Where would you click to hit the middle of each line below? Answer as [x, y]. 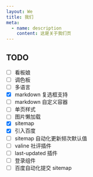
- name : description [36, 28]
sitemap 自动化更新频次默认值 [51, 138]
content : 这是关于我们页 [44, 34]
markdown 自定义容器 [41, 102]
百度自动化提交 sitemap [43, 168]
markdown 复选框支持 [41, 94]
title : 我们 [20, 17]
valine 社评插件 [33, 146]
